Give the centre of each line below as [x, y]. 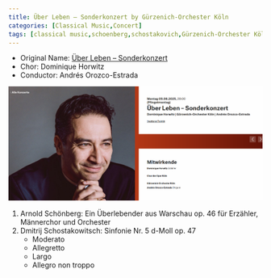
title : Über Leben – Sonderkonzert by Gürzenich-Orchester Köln [119, 17]
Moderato [48, 239]
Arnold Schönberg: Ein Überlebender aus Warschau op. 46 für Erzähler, [139, 213]
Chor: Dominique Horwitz [62, 67]
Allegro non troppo [63, 265]
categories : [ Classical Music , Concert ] [75, 25]
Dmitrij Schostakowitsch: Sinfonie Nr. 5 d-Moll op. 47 [108, 230]
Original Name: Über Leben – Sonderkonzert [94, 58]
